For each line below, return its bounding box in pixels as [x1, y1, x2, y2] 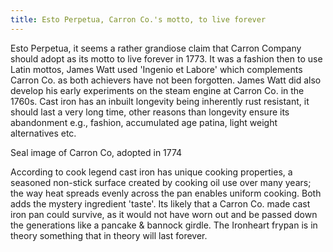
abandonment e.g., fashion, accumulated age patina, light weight [10, 116, 278, 128]
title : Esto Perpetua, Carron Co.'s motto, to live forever [10, 14, 267, 25]
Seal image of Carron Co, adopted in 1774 [10, 146, 183, 158]
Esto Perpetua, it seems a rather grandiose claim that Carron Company [10, 42, 302, 54]
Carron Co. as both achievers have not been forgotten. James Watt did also [10, 74, 322, 86]
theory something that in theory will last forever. [10, 229, 208, 241]
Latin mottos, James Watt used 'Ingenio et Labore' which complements [10, 63, 303, 75]
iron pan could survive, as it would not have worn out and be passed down [10, 208, 318, 220]
